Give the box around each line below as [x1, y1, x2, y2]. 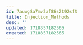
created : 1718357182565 [6, 30, 65, 36]
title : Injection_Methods [6, 14, 69, 20]
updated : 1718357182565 [6, 25, 65, 31]
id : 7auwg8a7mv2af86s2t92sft [6, 8, 78, 15]
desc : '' [6, 19, 28, 25]
